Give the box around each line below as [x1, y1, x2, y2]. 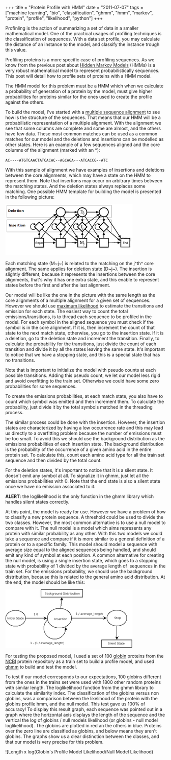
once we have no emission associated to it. [5, 484, 96, 489]
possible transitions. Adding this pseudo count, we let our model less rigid [5, 372, 160, 378]
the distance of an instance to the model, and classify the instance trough [5, 41, 160, 47]
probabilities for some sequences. [5, 383, 77, 389]
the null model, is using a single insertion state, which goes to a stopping [5, 558, 158, 563]
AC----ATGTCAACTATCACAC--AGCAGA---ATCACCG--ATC [5, 158, 108, 163]
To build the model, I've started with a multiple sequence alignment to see [5, 109, 160, 115]
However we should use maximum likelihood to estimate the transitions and [5, 303, 163, 308]
